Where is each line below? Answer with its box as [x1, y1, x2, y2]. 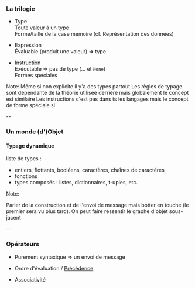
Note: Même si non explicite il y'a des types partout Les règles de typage [6, 83, 183, 90]
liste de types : [6, 155, 42, 162]
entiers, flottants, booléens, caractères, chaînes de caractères [14, 166, 165, 174]
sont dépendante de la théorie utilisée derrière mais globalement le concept [6, 90, 189, 97]
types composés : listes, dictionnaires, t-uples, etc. [14, 179, 138, 186]
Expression [14, 42, 42, 49]
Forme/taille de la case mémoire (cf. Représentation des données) [14, 30, 174, 37]
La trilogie [6, 5, 35, 13]
